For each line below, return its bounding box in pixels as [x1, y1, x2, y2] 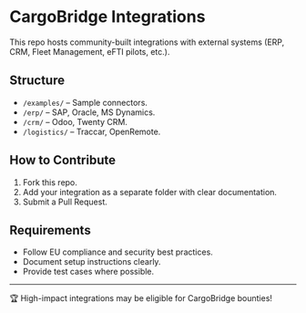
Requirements [9, 222, 91, 238]
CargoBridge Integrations [9, 6, 206, 27]
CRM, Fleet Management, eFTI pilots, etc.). [9, 46, 170, 57]
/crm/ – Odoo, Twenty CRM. [22, 116, 127, 127]
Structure [9, 73, 66, 89]
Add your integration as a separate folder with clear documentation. [22, 186, 278, 197]
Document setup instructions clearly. [22, 256, 161, 267]
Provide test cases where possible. [22, 266, 155, 277]
